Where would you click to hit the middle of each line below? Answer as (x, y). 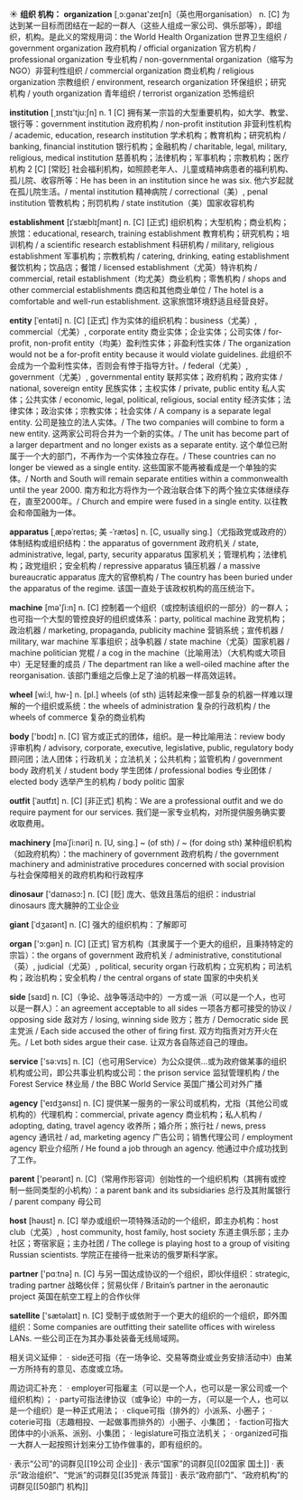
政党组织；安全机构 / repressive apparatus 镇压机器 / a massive (142, 566)
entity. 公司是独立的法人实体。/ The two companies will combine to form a (147, 422)
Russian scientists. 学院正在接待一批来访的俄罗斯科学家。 (116, 1255)
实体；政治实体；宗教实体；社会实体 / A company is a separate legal (144, 411)
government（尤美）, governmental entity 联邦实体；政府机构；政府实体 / (146, 377)
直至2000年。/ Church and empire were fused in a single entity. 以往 (152, 501)
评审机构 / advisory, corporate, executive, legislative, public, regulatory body (152, 748)
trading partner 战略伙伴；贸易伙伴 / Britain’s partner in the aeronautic (139, 1285)
